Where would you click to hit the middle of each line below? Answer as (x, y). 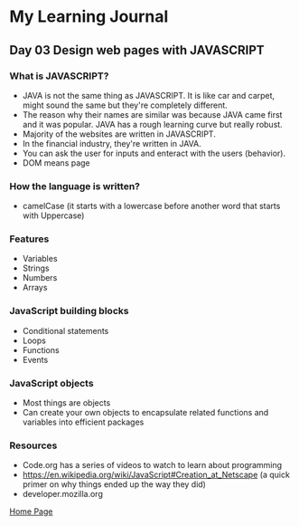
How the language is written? (75, 186)
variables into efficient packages (83, 422)
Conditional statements (65, 330)
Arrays (35, 288)
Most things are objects (66, 403)
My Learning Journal (89, 17)
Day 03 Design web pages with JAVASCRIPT (137, 50)
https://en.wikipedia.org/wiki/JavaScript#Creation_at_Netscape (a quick (156, 475)
